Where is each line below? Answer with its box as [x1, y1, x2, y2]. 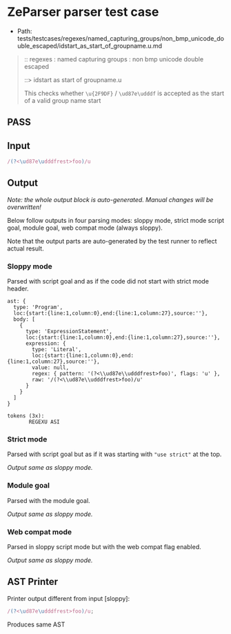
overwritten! [7, 203, 41, 211]
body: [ [13, 316, 36, 323]
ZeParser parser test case [7, 4, 159, 20]
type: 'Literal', [32, 346, 81, 353]
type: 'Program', [13, 304, 63, 311]
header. [7, 284, 29, 293]
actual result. [7, 244, 44, 252]
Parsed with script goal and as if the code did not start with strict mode [7, 277, 209, 286]
